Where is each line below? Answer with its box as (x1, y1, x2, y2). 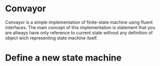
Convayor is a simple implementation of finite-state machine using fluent (5, 19, 153, 25)
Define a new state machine (5, 52, 122, 64)
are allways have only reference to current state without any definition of (5, 30, 153, 35)
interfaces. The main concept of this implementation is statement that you (5, 24, 156, 30)
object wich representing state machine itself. (5, 35, 98, 41)
